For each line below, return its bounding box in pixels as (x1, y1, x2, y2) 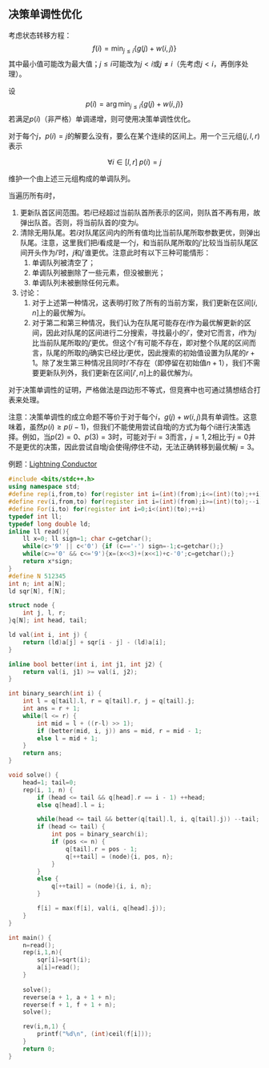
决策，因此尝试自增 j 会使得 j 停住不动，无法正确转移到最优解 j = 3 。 (42, 442, 259, 452)
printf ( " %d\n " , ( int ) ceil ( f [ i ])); (37, 1030, 152, 1038)
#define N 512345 (8, 572, 66, 580)
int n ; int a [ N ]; (8, 579, 66, 587)
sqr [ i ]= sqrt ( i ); (37, 956, 91, 964)
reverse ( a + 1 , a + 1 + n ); (22, 993, 116, 1002)
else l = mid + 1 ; (37, 734, 98, 743)
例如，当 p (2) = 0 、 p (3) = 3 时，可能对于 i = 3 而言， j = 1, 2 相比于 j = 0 (22, 432, 249, 442)
